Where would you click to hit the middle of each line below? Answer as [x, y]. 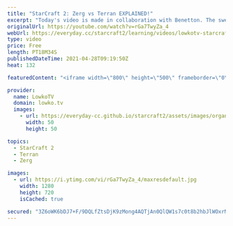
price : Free [24, 46]
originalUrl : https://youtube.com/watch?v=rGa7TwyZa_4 [88, 26]
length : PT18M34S [32, 53]
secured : [20, 211]
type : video [24, 40]
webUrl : [18, 33]
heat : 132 [21, 65]
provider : [21, 90]
